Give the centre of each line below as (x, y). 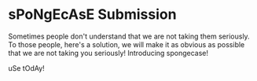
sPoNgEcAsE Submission (92, 15)
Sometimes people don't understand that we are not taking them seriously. (129, 36)
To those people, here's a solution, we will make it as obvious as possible (127, 44)
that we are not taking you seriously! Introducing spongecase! (108, 53)
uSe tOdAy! (26, 68)
